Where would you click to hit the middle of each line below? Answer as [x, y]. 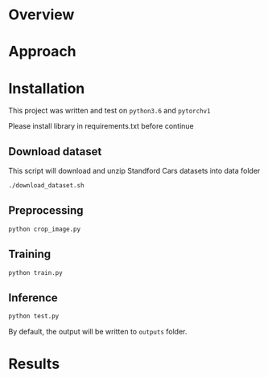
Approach [42, 52]
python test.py [34, 316]
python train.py [35, 273]
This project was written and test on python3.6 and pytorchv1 [109, 111]
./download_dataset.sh [46, 186]
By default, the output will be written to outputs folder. [98, 332]
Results [34, 364]
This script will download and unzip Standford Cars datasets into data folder [134, 171]
